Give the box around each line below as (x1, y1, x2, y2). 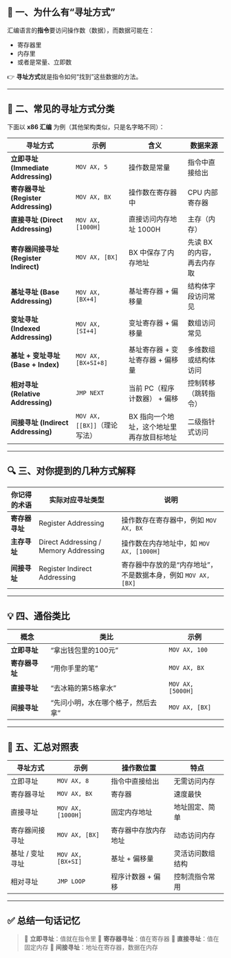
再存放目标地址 (128, 432, 177, 442)
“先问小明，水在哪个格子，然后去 (50, 698, 157, 708)
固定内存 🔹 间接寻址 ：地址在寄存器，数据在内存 (23, 943, 158, 951)
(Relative (10, 389, 41, 399)
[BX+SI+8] (75, 359, 108, 366)
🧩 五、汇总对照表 (7, 741, 79, 753)
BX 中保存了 (128, 247, 168, 257)
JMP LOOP (57, 878, 86, 885)
